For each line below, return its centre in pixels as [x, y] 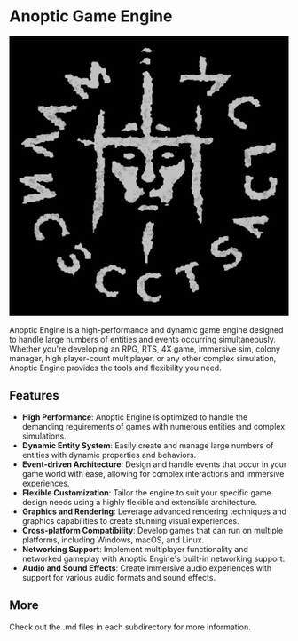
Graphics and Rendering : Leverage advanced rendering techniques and [154, 511]
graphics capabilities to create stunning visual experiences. [130, 520]
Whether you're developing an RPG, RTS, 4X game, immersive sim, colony [145, 349]
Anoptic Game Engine [91, 16]
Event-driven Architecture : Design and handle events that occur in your [154, 464]
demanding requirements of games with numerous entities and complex [153, 426]
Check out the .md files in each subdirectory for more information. [130, 627]
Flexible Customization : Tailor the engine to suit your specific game [147, 492]
